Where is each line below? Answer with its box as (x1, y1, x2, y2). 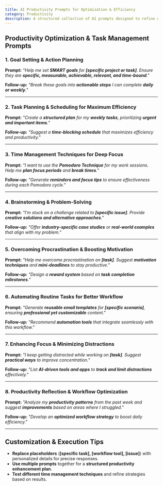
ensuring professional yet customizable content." (5, 309, 106, 316)
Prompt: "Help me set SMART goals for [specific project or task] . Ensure (5, 67, 153, 73)
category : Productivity (5, 12, 53, 17)
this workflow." (5, 324, 35, 330)
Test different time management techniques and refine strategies (12, 471, 146, 477)
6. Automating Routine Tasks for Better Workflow (5, 293, 123, 300)
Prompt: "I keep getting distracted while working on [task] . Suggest (5, 352, 142, 357)
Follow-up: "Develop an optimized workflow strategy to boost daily (5, 414, 143, 420)
